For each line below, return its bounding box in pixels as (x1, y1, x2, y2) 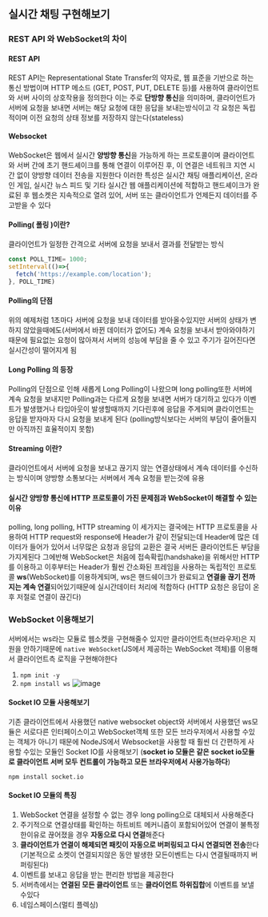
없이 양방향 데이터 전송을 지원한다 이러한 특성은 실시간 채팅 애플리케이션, (16, 170, 243, 180)
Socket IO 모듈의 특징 (8, 791, 78, 800)
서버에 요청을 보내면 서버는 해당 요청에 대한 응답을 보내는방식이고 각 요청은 (8, 102, 242, 112)
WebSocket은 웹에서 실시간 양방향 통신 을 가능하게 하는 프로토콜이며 (8, 150, 222, 160)
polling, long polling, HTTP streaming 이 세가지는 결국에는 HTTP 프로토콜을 (8, 522, 250, 532)
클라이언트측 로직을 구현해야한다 (16, 654, 118, 664)
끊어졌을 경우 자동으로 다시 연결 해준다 (47, 830, 166, 839)
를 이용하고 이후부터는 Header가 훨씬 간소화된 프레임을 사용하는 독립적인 (8, 562, 236, 572)
